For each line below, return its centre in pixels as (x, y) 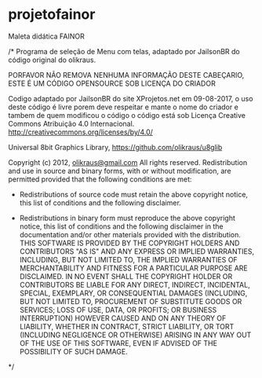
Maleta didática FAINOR (46, 36)
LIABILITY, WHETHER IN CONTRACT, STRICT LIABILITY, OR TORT (127, 326)
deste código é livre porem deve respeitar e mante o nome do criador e (124, 107)
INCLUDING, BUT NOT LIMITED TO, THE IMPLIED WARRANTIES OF (128, 259)
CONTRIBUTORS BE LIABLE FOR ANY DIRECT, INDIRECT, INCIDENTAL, (135, 284)
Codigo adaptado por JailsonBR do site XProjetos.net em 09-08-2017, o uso (131, 98)
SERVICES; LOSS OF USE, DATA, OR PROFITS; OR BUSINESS (118, 310)
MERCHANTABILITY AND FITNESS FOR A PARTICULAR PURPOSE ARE (134, 268)
